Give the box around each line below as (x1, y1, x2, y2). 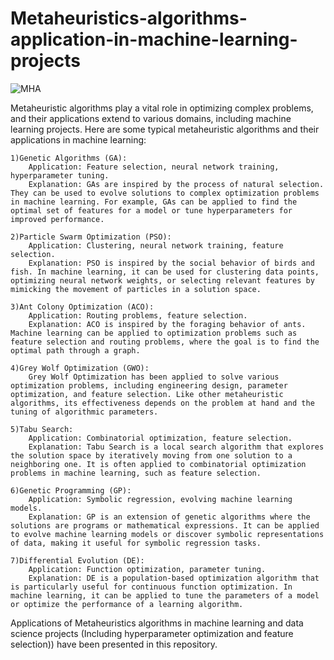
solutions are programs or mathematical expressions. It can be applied (10, 520, 320, 531)
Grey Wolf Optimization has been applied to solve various (28, 372, 280, 382)
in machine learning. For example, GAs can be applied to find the (10, 197, 298, 207)
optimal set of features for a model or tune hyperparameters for (10, 205, 293, 216)
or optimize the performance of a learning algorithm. (10, 599, 244, 609)
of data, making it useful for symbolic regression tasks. (10, 538, 262, 548)
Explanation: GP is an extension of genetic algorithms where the (28, 512, 311, 522)
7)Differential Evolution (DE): (10, 555, 145, 566)
